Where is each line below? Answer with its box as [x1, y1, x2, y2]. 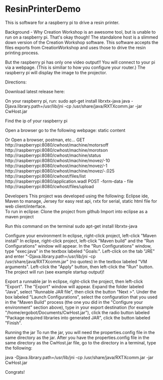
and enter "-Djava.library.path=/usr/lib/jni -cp [5, 253, 96, 259]
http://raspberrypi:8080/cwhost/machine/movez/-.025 [5, 168, 115, 174]
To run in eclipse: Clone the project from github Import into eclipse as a [5, 209, 148, 214]
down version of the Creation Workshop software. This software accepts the [5, 39, 159, 45]
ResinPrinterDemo [5, 3, 81, 15]
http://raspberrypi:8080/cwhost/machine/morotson [5, 147, 108, 153]
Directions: [5, 79, 27, 85]
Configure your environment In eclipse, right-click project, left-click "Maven [5, 232, 157, 238]
